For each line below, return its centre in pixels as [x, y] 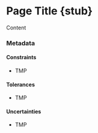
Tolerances [20, 84]
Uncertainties [24, 111]
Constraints [21, 58]
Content [16, 28]
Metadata [20, 43]
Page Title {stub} [50, 11]
